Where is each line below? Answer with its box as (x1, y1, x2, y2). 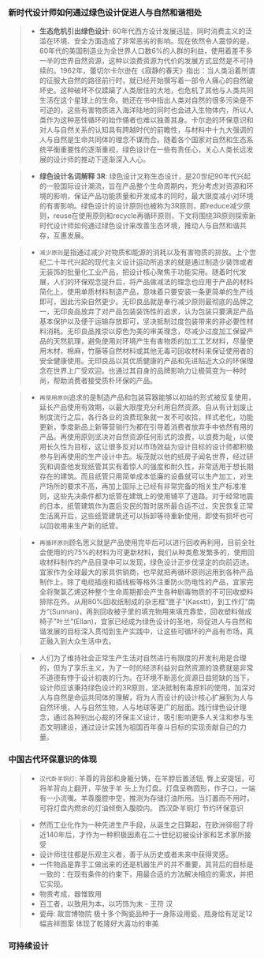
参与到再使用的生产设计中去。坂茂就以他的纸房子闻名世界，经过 (39, 452, 247, 461)
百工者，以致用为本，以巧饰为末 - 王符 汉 (39, 899, 173, 908)
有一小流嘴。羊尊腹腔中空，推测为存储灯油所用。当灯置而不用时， (39, 793, 254, 802)
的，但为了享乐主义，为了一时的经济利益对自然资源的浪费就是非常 (39, 663, 254, 673)
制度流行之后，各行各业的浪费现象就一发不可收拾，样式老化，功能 (39, 412, 254, 422)
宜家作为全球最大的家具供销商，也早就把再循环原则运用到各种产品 (39, 567, 254, 577)
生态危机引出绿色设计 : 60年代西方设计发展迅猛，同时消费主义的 (39, 26, 246, 36)
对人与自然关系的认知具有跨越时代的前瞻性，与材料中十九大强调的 (39, 125, 254, 135)
